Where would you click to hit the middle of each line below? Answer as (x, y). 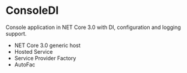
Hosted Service (34, 51)
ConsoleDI (32, 11)
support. (16, 33)
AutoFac (25, 65)
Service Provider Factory (45, 58)
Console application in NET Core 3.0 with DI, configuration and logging (93, 27)
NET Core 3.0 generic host (47, 45)
